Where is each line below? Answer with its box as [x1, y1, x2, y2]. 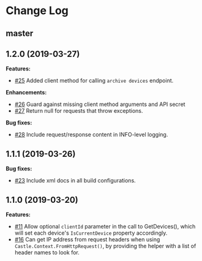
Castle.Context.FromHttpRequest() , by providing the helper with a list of [14, 243, 196, 250]
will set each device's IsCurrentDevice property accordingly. [14, 229, 168, 236]
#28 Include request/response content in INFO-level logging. [14, 131, 168, 138]
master [6, 28, 34, 39]
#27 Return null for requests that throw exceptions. [14, 107, 143, 115]
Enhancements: [6, 89, 47, 96]
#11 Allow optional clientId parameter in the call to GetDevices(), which [14, 223, 196, 230]
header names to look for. [14, 249, 80, 256]
